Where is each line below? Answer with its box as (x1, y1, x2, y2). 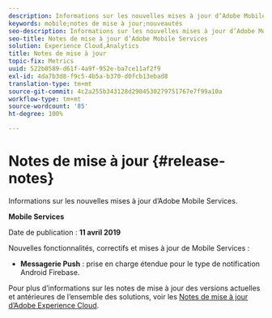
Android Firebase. (19, 267, 80, 277)
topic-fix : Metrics (8, 58, 74, 66)
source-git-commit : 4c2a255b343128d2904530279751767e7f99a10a (8, 87, 223, 96)
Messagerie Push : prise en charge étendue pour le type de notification (19, 259, 261, 269)
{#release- (151, 152, 226, 170)
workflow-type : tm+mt (8, 95, 82, 103)
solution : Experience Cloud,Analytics (8, 42, 139, 50)
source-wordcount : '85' (8, 102, 89, 110)
